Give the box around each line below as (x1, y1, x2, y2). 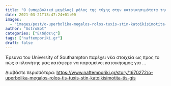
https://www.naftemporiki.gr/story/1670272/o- (56, 69, 154, 75)
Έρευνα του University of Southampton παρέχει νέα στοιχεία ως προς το (5, 54, 160, 60)
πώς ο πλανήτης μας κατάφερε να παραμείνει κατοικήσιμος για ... (5, 59, 147, 66)
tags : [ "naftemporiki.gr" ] (5, 36, 63, 41)
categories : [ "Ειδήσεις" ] (5, 31, 60, 36)
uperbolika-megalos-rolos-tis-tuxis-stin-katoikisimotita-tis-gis (5, 74, 136, 81)
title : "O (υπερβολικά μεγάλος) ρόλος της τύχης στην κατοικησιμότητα (5, 7, 158, 13)
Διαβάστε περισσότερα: (5, 69, 55, 75)
